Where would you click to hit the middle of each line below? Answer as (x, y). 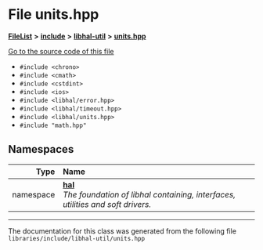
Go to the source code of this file (61, 51)
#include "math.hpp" (53, 125)
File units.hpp (54, 14)
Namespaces (41, 149)
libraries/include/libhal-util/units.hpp (77, 238)
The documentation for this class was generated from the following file (122, 231)
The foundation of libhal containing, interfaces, (149, 194)
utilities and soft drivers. (106, 204)
